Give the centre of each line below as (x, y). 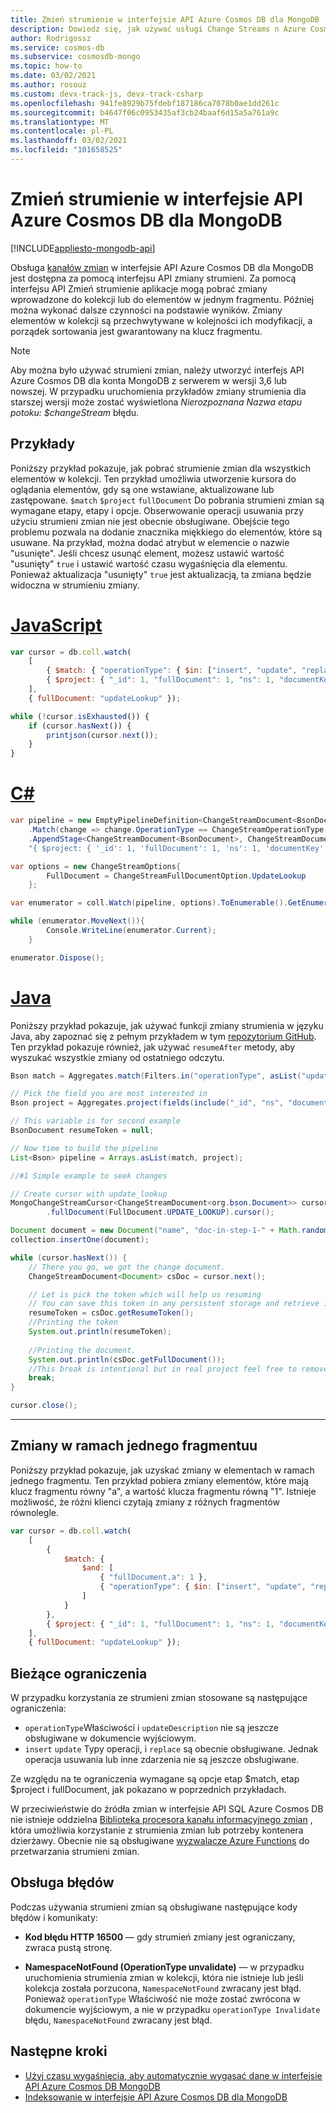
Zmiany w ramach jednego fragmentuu (134, 1446)
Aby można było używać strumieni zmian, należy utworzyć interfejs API (157, 370)
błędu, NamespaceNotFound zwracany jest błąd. (118, 2020)
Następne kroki (59, 2051)
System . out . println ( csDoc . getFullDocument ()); (127, 1359)
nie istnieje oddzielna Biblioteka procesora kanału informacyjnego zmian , (161, 1820)
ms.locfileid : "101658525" (66, 150)
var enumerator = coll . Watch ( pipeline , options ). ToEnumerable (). (149, 903)
